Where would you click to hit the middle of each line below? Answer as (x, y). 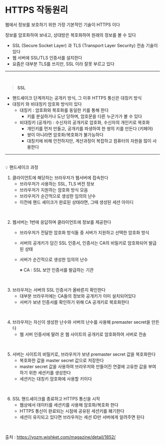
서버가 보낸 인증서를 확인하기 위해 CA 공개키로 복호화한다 (74, 302)
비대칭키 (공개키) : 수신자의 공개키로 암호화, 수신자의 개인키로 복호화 (84, 122)
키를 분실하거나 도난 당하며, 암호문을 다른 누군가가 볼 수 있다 (84, 116)
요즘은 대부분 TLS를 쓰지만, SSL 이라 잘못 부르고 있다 (63, 64)
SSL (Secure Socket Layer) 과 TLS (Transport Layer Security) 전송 (78, 45)
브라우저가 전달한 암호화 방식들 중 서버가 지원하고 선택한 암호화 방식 (84, 232)
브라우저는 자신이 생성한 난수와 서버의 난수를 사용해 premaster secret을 (81, 322)
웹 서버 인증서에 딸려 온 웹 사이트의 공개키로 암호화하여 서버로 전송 (83, 334)
